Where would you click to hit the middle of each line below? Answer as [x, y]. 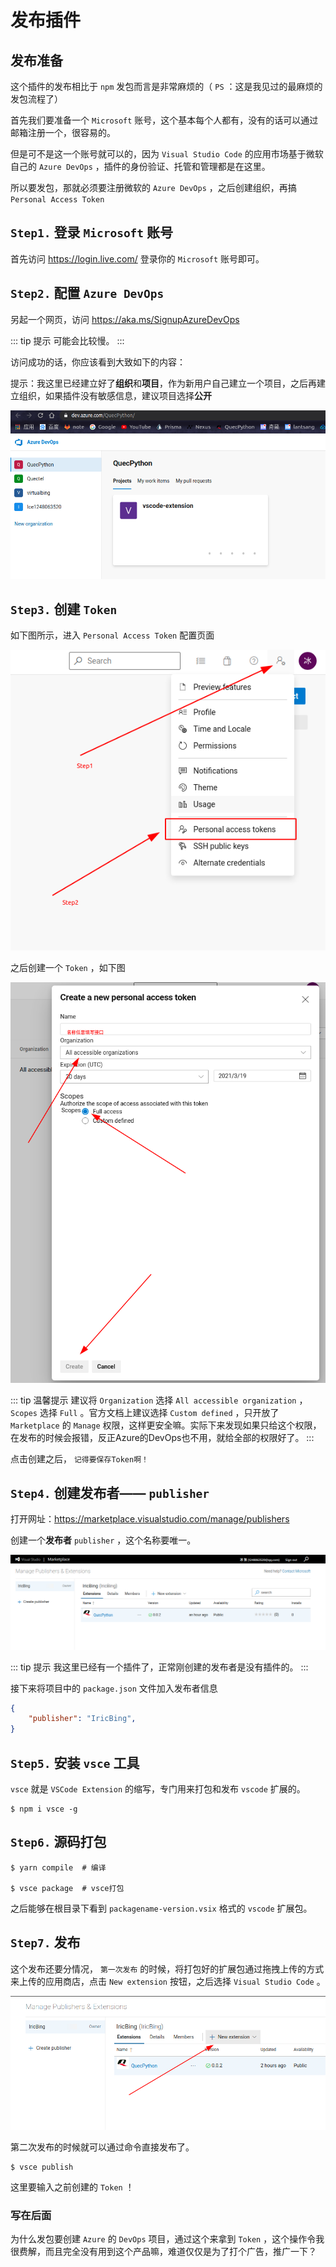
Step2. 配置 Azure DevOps [87, 293]
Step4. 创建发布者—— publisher [110, 1493]
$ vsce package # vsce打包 [67, 1888]
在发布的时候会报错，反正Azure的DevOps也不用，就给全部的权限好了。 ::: [162, 1437]
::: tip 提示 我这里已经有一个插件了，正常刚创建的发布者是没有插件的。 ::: [159, 1667]
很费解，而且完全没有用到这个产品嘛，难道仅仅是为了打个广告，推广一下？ [163, 2252]
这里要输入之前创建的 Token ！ [72, 2187]
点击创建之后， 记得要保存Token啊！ [79, 1458]
